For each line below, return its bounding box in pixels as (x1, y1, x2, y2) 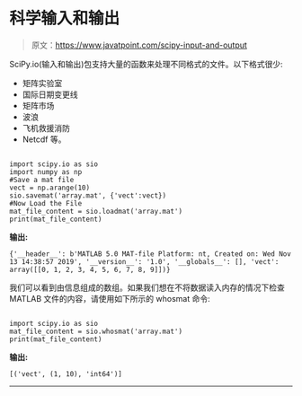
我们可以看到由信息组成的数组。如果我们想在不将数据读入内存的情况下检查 (9, 282, 285, 293)
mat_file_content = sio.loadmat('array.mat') (9, 207, 182, 216)
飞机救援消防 (22, 122, 70, 133)
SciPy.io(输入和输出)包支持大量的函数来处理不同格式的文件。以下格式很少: (9, 58, 283, 69)
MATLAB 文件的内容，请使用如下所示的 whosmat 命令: (9, 293, 210, 304)
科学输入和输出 (9, 8, 120, 29)
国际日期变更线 (22, 89, 78, 100)
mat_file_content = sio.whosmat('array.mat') (9, 327, 182, 336)
